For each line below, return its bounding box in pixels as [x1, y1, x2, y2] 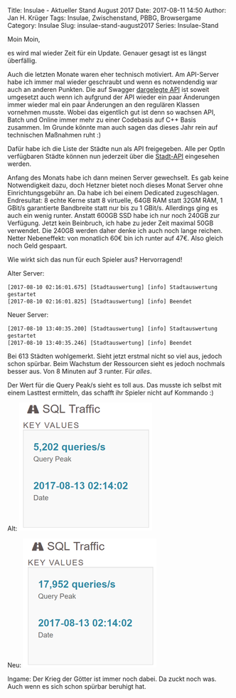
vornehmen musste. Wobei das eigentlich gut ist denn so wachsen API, [7, 108, 215, 116]
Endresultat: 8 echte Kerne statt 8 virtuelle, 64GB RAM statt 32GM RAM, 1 [7, 196, 223, 204]
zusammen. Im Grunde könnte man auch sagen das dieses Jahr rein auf [7, 123, 218, 131]
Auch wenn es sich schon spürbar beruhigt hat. [7, 682, 147, 690]
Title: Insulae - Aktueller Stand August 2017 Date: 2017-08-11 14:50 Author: [7, 6, 226, 14]
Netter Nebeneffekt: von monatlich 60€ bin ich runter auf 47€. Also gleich [7, 234, 224, 242]
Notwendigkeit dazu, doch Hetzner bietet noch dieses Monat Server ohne [7, 181, 223, 189]
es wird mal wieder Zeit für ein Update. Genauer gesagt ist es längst [7, 49, 207, 57]
